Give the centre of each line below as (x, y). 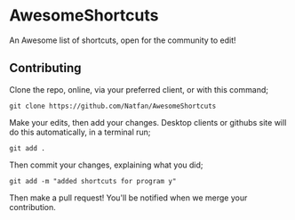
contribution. (32, 207)
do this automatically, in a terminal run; (80, 132)
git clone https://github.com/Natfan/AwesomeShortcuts (113, 106)
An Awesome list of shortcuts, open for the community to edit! (123, 40)
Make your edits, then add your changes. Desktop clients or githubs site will (148, 122)
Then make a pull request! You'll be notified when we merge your (128, 198)
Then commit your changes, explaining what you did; (106, 165)
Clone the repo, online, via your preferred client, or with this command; (139, 89)
